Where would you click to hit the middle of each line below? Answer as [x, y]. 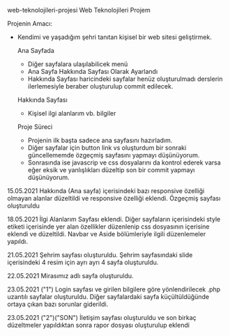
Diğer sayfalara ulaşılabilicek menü [78, 64]
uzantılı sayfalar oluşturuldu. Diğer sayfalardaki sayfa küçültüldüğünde [108, 297]
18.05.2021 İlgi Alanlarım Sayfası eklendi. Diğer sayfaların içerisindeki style [114, 219]
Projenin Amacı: [30, 23]
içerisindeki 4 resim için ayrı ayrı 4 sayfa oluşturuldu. [83, 262]
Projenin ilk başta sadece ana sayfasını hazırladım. [100, 140]
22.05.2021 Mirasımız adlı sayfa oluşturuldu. [70, 276]
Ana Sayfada [36, 51]
